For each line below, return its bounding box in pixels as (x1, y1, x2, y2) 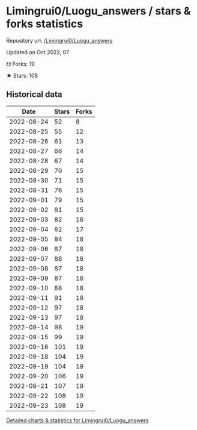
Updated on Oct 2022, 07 (6, 48, 70, 55)
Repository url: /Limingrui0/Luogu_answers (6, 37, 113, 44)
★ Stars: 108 (6, 72, 38, 79)
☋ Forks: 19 (6, 60, 35, 67)
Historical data (6, 89, 62, 100)
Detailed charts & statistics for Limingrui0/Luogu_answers (6, 417, 149, 424)
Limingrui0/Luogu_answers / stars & (6, 4, 191, 18)
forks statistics (6, 17, 83, 31)
